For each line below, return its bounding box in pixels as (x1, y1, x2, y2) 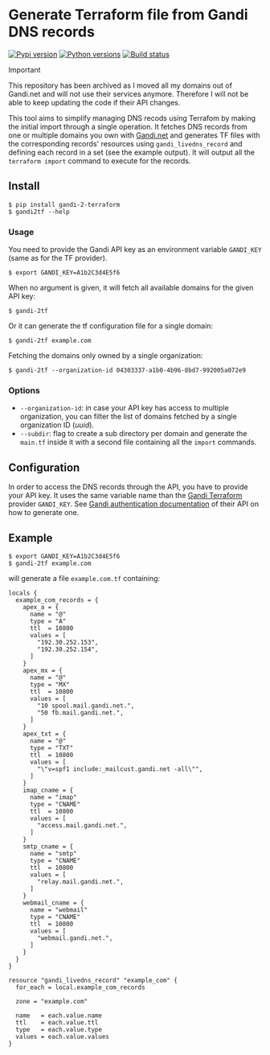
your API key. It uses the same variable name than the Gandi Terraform (8, 491, 243, 501)
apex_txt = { (22, 730, 67, 738)
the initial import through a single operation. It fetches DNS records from (8, 122, 247, 131)
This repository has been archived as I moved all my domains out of (8, 80, 233, 90)
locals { (8, 589, 38, 597)
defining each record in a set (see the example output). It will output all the (8, 147, 256, 157)
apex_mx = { (22, 666, 63, 674)
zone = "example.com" (15, 997, 88, 1005)
